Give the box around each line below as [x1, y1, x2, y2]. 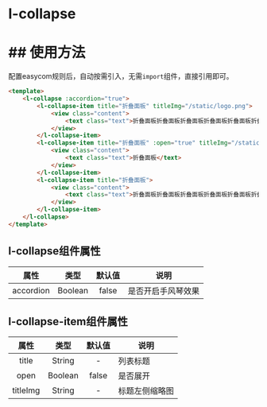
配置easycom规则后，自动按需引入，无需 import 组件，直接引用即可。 [8, 72, 234, 81]
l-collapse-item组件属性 [8, 315, 129, 328]
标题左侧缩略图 [118, 386, 175, 397]
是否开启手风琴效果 [127, 285, 200, 297]
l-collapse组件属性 [8, 244, 101, 258]
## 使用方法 [8, 44, 86, 62]
